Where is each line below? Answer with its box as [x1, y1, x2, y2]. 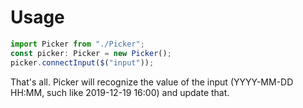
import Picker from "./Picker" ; [10, 39, 145, 49]
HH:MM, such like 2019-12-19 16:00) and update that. [10, 86, 230, 98]
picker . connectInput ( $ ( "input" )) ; [10, 57, 155, 68]
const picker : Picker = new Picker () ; [10, 48, 172, 58]
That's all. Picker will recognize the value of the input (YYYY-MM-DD [10, 76, 294, 88]
